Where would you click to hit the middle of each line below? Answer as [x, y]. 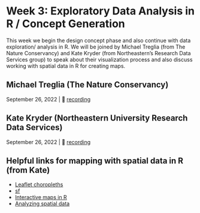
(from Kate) [28, 170]
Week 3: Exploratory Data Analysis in [101, 11]
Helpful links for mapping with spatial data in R [95, 160]
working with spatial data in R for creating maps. [66, 66]
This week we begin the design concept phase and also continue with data [99, 40]
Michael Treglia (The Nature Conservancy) [87, 85]
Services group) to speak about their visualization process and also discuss [99, 59]
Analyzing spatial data [42, 204]
